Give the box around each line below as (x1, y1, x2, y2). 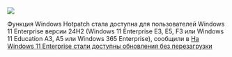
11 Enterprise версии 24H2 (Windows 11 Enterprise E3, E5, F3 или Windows (7, 27, 224, 35)
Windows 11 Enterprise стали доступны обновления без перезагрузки (7, 42, 212, 50)
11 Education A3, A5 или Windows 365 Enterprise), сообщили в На (7, 35, 200, 42)
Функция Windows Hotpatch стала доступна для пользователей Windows (7, 20, 225, 28)
